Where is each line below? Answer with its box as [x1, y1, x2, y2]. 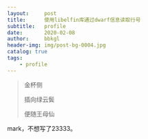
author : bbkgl [7, 36, 60, 42]
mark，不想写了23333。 [7, 124, 77, 132]
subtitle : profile [7, 23, 67, 29]
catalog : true [7, 49, 48, 55]
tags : [7, 55, 23, 62]
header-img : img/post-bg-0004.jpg [7, 42, 107, 49]
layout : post [7, 10, 57, 17]
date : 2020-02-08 [7, 29, 76, 36]
